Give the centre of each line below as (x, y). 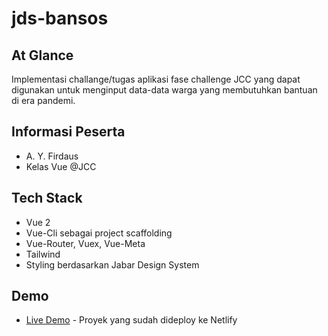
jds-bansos (60, 18)
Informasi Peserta (68, 132)
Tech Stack (47, 198)
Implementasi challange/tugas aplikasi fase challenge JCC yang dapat (156, 79)
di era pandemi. (43, 100)
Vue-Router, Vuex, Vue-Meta (85, 243)
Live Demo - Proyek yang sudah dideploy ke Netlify (131, 320)
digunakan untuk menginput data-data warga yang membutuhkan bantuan (164, 90)
